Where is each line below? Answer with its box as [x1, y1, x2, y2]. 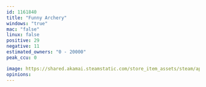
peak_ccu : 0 [6, 55, 37, 61]
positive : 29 [6, 37, 40, 43]
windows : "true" [6, 20, 48, 26]
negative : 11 [6, 43, 40, 50]
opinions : [6, 71, 32, 77]
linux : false [6, 32, 40, 38]
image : [6, 66, 23, 72]
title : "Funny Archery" [6, 15, 67, 21]
